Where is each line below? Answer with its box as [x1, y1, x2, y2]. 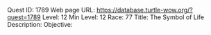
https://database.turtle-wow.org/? [96, 6, 193, 14]
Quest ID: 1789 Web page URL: [7, 6, 95, 14]
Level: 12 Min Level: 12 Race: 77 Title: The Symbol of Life [42, 13, 205, 21]
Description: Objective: [7, 21, 73, 28]
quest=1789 [7, 13, 42, 21]
